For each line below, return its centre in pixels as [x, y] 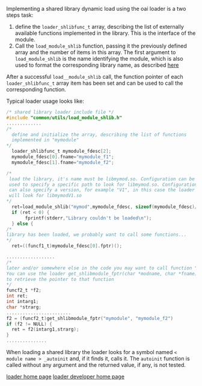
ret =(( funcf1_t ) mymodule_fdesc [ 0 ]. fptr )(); [67, 246]
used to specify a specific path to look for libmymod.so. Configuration [103, 185]
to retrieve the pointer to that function [60, 279]
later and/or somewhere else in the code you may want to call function [99, 268]
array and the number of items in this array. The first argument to [95, 52]
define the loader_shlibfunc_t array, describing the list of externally [99, 27]
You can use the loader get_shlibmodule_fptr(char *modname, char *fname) [102, 274]
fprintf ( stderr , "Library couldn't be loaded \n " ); [88, 218]
